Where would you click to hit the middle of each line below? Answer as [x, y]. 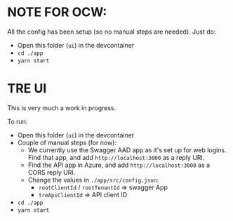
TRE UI [27, 89]
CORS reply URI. [52, 172]
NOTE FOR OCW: [57, 12]
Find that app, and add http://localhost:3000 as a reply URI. [116, 157]
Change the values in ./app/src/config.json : [93, 180]
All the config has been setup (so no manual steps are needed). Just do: [112, 32]
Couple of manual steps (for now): [67, 142]
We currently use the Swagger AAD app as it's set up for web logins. [127, 150]
